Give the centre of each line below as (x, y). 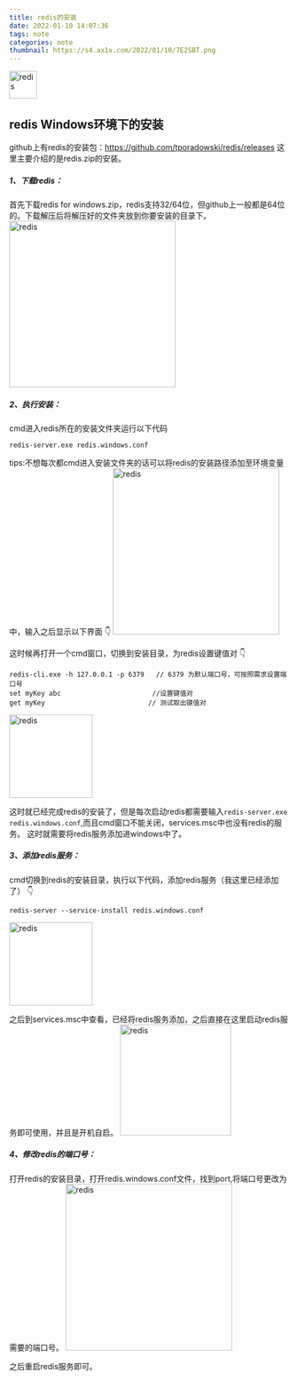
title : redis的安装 (43, 17)
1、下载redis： (36, 180)
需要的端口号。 (36, 1347)
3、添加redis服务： (45, 856)
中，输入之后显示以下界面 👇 (60, 631)
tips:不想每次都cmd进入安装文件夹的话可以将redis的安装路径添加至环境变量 (147, 462)
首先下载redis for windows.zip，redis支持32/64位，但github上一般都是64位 (147, 204)
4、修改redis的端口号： (52, 1154)
